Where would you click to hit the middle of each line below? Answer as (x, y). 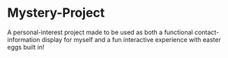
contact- (207, 32)
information (24, 39)
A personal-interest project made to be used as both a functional (100, 32)
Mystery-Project (56, 13)
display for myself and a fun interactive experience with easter (131, 39)
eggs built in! (26, 47)
